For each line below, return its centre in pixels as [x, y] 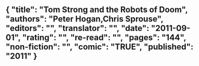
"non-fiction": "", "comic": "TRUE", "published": [99, 47]
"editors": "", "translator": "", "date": [78, 28]
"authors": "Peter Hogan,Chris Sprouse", [84, 19]
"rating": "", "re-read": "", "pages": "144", [104, 38]
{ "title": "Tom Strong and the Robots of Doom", [97, 10]
